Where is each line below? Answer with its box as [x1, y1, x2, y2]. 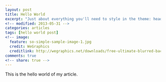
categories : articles [5, 26, 50, 31]
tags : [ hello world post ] [5, 30, 58, 35]
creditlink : [9, 48, 35, 53]
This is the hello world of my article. [5, 71, 78, 77]
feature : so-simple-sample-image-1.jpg [9, 40, 92, 44]
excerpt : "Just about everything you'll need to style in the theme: [5, 16, 152, 21]
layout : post [5, 7, 32, 12]
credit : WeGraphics [9, 44, 50, 49]
